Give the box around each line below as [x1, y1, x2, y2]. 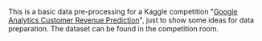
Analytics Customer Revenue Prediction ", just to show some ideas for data [8, 15, 255, 25]
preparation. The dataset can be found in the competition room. [8, 24, 219, 33]
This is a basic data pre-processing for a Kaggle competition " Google [8, 7, 238, 16]
